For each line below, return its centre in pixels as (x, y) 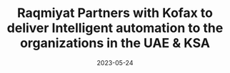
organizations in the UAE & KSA (115, 43)
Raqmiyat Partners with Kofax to (115, 13)
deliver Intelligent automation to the (115, 28)
